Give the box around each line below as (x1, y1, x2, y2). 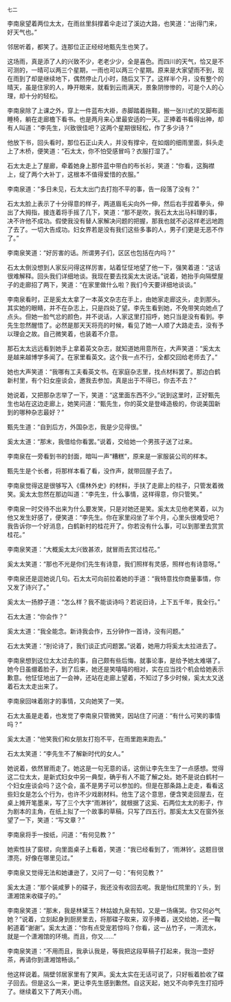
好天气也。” (7, 28, 38, 36)
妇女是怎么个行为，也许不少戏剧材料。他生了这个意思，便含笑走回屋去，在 (12, 790, 224, 798)
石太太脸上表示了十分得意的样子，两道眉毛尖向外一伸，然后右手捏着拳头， (7, 199, 218, 208)
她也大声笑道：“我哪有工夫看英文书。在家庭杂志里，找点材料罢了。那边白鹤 (7, 368, 221, 376)
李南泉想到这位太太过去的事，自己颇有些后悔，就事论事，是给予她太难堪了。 (7, 657, 224, 664)
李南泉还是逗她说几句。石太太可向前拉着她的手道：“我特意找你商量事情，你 (7, 574, 221, 583)
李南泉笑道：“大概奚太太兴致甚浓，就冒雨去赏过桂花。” (7, 545, 160, 553)
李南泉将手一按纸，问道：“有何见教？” (7, 830, 115, 839)
